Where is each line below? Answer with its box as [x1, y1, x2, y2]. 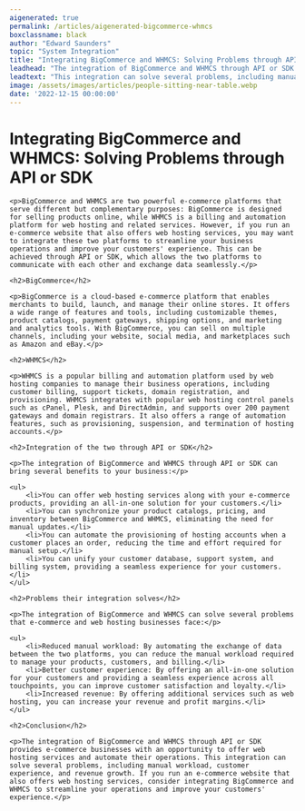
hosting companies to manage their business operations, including [9, 380, 271, 389]
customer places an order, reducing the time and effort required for [9, 539, 282, 548]
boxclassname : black [9, 30, 88, 39]
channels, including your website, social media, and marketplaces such [9, 332, 290, 341]
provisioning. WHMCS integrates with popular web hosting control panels [9, 396, 295, 405]
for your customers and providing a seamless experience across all [9, 674, 274, 683]
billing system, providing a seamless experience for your [9, 562, 238, 572]
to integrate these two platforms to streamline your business [9, 237, 254, 246]
